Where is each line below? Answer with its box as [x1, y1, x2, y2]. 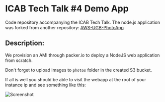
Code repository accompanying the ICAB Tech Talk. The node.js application [5, 19, 161, 25]
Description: [5, 39, 45, 48]
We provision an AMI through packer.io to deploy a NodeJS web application [5, 52, 160, 58]
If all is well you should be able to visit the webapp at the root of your [5, 76, 147, 82]
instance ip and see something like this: [5, 82, 86, 88]
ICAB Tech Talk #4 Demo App [5, 3, 129, 14]
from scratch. [5, 57, 33, 63]
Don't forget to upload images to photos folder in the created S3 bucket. [5, 67, 153, 73]
